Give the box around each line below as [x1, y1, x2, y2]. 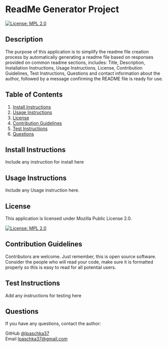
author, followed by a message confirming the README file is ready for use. [5, 75, 163, 82]
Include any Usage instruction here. [5, 187, 79, 194]
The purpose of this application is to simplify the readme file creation [5, 48, 149, 54]
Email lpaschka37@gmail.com [5, 336, 68, 342]
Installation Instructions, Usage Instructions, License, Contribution [5, 65, 143, 71]
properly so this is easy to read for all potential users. [5, 264, 116, 270]
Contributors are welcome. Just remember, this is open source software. [5, 253, 156, 260]
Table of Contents [5, 90, 63, 99]
